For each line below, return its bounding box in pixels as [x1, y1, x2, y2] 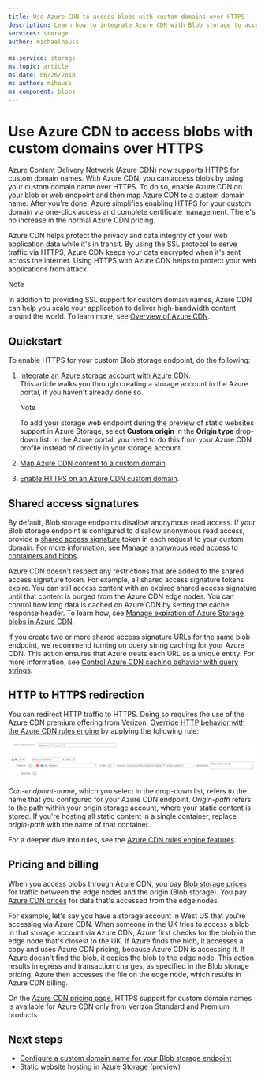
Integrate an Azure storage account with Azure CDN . [19, 371, 192, 380]
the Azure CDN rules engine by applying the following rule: [8, 726, 200, 735]
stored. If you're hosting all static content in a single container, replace [8, 811, 237, 820]
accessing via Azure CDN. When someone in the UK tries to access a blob [8, 919, 250, 928]
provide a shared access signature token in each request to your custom [8, 535, 244, 544]
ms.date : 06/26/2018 [8, 71, 77, 79]
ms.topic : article [8, 63, 69, 71]
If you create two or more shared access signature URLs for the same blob [8, 632, 251, 642]
